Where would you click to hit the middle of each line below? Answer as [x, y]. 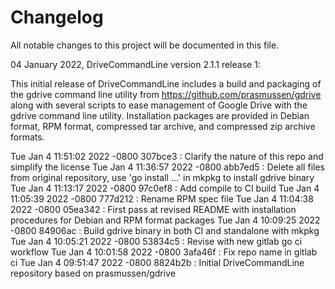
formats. [27, 137]
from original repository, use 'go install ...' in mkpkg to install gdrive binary [162, 177]
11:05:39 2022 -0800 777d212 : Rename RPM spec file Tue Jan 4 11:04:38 [162, 198]
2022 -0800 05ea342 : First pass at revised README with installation [153, 209]
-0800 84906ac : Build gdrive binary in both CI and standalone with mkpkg [165, 230]
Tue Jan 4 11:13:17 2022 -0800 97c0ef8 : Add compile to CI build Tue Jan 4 [165, 188]
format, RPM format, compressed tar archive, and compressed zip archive [163, 126]
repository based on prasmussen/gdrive [93, 273]
